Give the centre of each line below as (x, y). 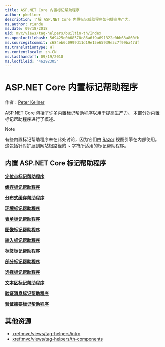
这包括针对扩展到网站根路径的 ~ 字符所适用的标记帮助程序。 (67, 146)
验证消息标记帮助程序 (27, 293)
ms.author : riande (24, 24)
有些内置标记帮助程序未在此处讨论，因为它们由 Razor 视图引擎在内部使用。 (82, 140)
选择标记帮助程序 (23, 272)
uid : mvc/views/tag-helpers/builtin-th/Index (53, 33)
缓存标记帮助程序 (23, 187)
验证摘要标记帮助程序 (27, 304)
